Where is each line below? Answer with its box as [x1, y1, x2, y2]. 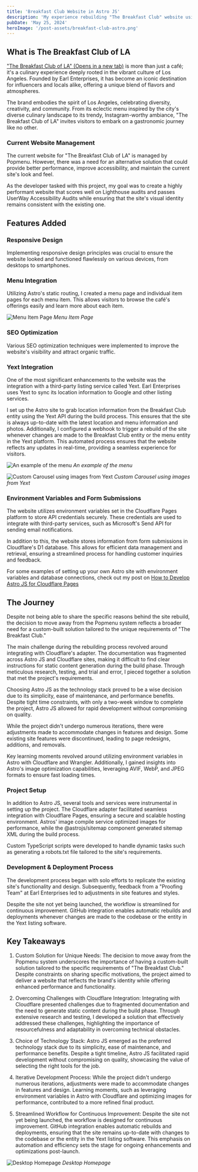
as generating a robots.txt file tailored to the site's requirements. [6, 849, 162, 856]
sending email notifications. [6, 526, 73, 533]
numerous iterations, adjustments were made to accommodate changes [15, 1080, 190, 1087]
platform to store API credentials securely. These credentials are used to [6, 514, 182, 521]
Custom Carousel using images [114, 473, 190, 480]
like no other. [6, 124, 38, 131]
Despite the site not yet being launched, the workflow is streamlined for [6, 900, 180, 907]
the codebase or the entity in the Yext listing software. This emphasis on [15, 1135, 190, 1143]
